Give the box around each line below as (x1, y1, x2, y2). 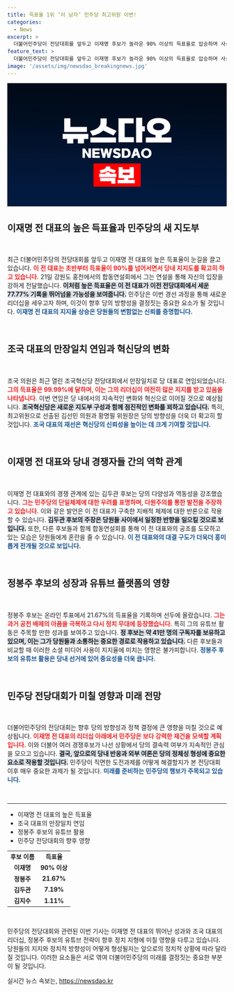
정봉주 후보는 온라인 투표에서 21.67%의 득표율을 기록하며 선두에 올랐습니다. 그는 (7, 610, 225, 619)
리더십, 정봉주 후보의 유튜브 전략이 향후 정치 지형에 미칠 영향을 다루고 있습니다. (7, 936, 221, 944)
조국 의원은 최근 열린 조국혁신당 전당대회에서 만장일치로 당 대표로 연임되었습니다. (7, 376, 227, 385)
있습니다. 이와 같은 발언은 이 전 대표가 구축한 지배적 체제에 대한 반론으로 (14, 506, 210, 515)
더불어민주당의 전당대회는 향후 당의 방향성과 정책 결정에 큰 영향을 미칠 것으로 (7, 723, 216, 731)
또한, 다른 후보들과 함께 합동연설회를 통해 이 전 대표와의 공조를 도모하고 (27, 524, 221, 532)
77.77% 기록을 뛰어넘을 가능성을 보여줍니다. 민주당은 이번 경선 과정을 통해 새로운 (7, 290, 227, 299)
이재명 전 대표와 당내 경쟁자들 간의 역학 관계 (7, 456, 182, 468)
